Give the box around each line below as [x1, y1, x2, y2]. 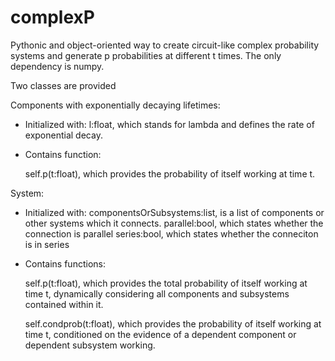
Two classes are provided [10, 79, 117, 91]
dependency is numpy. [10, 60, 105, 72]
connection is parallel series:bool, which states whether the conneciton [24, 227, 319, 240]
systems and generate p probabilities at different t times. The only [10, 49, 282, 61]
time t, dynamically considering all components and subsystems [24, 287, 290, 300]
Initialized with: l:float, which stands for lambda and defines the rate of [24, 118, 315, 130]
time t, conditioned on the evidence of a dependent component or [24, 328, 297, 340]
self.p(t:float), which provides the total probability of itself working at [24, 277, 308, 289]
